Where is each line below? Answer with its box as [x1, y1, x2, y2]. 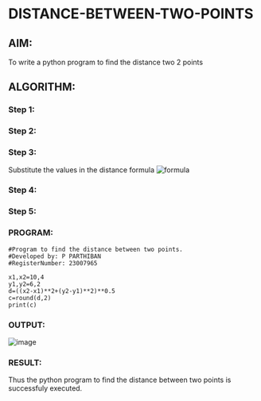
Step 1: [8, 104, 35, 115]
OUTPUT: [8, 319, 45, 330]
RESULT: [8, 357, 42, 368]
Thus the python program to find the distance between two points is [8, 375, 232, 385]
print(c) [8, 301, 37, 309]
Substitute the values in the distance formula [8, 164, 155, 175]
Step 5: [8, 206, 37, 217]
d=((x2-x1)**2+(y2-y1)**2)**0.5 [8, 287, 115, 295]
